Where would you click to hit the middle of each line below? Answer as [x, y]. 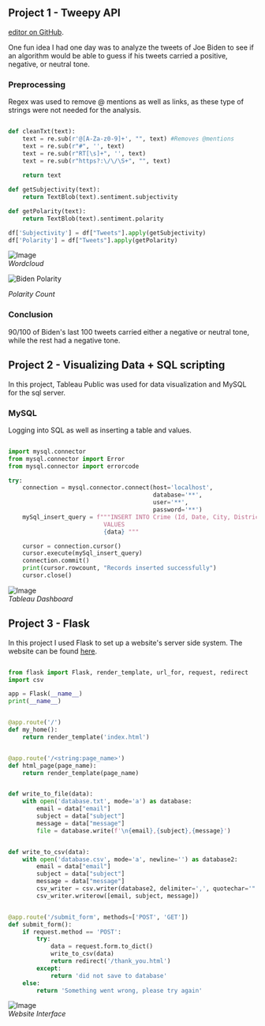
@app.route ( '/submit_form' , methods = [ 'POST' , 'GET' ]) [99, 917]
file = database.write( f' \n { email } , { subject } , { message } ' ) [134, 831]
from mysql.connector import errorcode [74, 466]
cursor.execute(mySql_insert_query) [83, 553]
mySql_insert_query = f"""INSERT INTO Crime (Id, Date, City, [127, 517]
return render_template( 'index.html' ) [86, 737]
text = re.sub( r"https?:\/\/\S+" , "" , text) [97, 161]
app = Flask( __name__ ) [45, 694]
